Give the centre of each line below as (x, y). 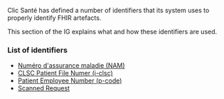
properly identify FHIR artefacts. (54, 18)
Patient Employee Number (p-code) (70, 80)
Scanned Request (43, 88)
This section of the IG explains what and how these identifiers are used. (112, 32)
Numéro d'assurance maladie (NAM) (71, 66)
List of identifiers (37, 50)
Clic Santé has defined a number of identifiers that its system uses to (108, 10)
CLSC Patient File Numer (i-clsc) (65, 73)
